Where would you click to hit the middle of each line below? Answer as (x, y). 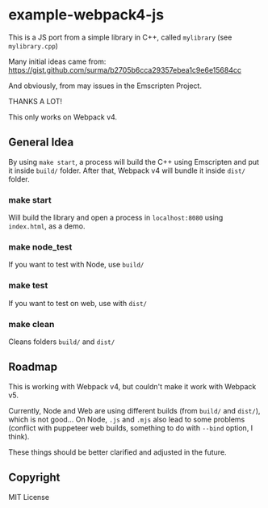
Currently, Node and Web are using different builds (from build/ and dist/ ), (134, 410)
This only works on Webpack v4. (63, 117)
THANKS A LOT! (36, 101)
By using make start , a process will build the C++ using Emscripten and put (134, 162)
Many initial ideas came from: (57, 61)
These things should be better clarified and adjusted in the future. (118, 452)
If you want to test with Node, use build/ (76, 265)
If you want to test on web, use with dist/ (78, 303)
